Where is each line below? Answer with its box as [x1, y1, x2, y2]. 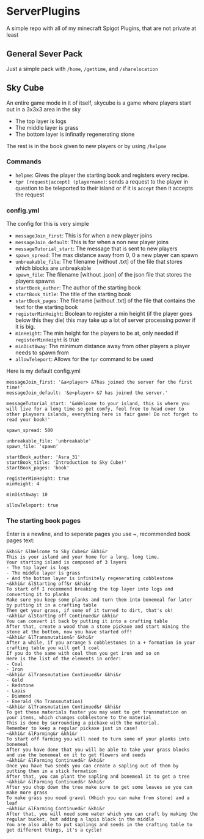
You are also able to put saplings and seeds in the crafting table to [6, 822, 192, 828]
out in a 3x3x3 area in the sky [6, 105, 81, 113]
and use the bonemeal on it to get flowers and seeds [6, 752, 147, 758]
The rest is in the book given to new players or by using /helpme [6, 142, 167, 149]
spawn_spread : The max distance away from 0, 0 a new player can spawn [15, 252, 199, 259]
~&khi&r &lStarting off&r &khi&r [6, 581, 92, 587]
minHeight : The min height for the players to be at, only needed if [15, 329, 179, 337]
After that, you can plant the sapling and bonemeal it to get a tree [6, 774, 190, 780]
